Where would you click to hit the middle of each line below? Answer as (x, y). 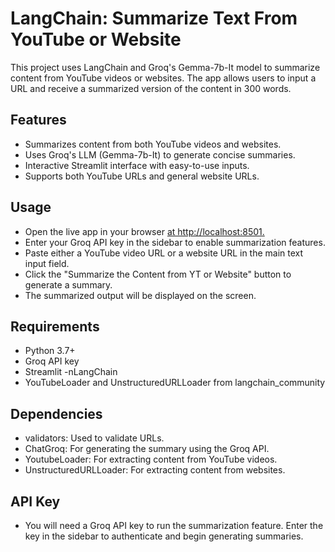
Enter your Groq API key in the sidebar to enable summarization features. (175, 242)
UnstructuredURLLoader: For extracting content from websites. (155, 470)
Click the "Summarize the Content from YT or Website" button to (158, 274)
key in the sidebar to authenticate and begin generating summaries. (164, 536)
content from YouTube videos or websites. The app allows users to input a (163, 78)
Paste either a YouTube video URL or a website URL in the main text (164, 253)
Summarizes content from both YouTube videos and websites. (153, 144)
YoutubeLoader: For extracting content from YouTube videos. (151, 459)
